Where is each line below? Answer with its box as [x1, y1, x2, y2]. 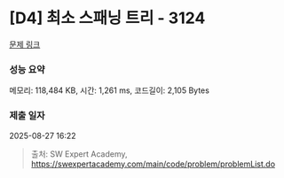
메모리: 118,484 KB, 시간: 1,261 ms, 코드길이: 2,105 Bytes [9, 85, 210, 96]
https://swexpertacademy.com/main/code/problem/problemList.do [30, 159, 276, 169]
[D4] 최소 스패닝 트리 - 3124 [9, 8, 206, 28]
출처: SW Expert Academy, [30, 148, 128, 159]
